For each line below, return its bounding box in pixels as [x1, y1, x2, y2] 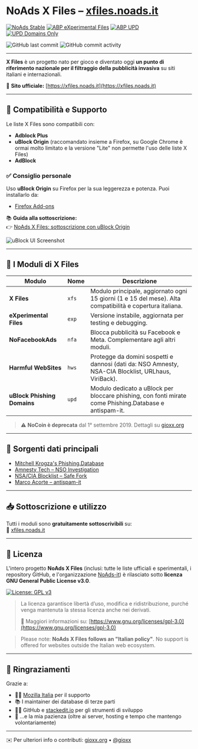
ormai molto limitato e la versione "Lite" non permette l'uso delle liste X [14, 144, 187, 151]
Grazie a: [6, 680, 28, 687]
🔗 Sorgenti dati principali [6, 444, 99, 454]
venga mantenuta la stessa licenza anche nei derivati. [20, 606, 151, 613]
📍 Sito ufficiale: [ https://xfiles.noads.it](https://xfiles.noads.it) [6, 82, 156, 89]
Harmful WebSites [9, 364, 62, 372]
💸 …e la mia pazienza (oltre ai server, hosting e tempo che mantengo [14, 713, 181, 720]
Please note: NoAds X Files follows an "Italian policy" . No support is [20, 635, 189, 643]
